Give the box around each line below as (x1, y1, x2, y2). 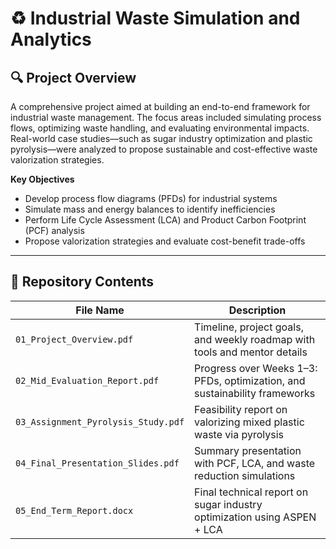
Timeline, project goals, (194, 320, 304, 334)
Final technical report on (194, 485, 309, 499)
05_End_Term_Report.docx (15, 505, 134, 516)
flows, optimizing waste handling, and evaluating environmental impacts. (10, 122, 310, 134)
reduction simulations (194, 468, 296, 482)
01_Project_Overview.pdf (15, 333, 134, 345)
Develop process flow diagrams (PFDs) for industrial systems (24, 193, 278, 204)
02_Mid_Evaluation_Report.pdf (15, 375, 160, 386)
